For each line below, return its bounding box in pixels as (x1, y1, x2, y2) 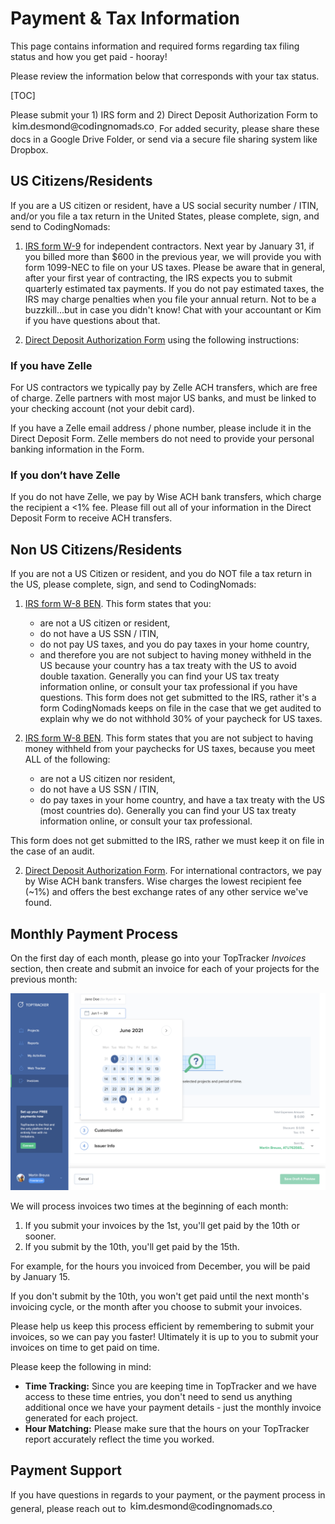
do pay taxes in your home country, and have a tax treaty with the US (39, 794, 325, 806)
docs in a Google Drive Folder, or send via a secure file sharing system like (10, 133, 318, 145)
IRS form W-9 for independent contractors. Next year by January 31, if (24, 240, 315, 252)
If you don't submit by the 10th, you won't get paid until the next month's (10, 1290, 310, 1302)
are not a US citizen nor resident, (39, 773, 176, 785)
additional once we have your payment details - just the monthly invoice (24, 1401, 322, 1413)
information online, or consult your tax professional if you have (39, 681, 298, 693)
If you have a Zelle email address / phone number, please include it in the (10, 422, 312, 434)
